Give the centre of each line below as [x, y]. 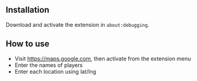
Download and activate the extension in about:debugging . [77, 24]
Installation [28, 10]
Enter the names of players [49, 65]
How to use [28, 44]
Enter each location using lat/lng [55, 71]
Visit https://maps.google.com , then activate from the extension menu [103, 58]
